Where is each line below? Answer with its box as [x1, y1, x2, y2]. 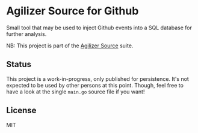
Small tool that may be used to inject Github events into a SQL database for [6, 24, 193, 31]
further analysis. [6, 30, 47, 37]
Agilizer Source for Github [6, 4, 139, 18]
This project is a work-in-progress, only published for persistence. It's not [6, 75, 190, 82]
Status [6, 59, 32, 69]
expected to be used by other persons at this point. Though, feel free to [6, 81, 184, 89]
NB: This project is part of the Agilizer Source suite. [6, 42, 134, 49]
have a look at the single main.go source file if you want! [6, 88, 145, 95]
